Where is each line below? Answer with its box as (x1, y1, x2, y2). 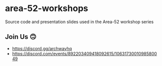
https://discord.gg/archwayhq (12, 45, 72, 51)
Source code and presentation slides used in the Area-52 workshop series (5, 19, 154, 25)
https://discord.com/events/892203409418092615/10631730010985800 (12, 51, 157, 56)
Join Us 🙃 (5, 33, 36, 41)
